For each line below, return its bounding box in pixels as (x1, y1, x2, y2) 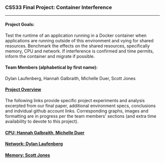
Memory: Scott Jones (5, 152, 51, 158)
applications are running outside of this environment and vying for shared (5, 37, 154, 43)
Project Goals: (5, 21, 35, 27)
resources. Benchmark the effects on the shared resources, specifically (5, 43, 150, 49)
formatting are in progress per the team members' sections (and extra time (5, 113, 157, 119)
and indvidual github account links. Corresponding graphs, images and (5, 108, 149, 114)
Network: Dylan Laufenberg (5, 141, 63, 147)
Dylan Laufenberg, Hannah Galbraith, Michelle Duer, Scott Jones (5, 75, 136, 81)
